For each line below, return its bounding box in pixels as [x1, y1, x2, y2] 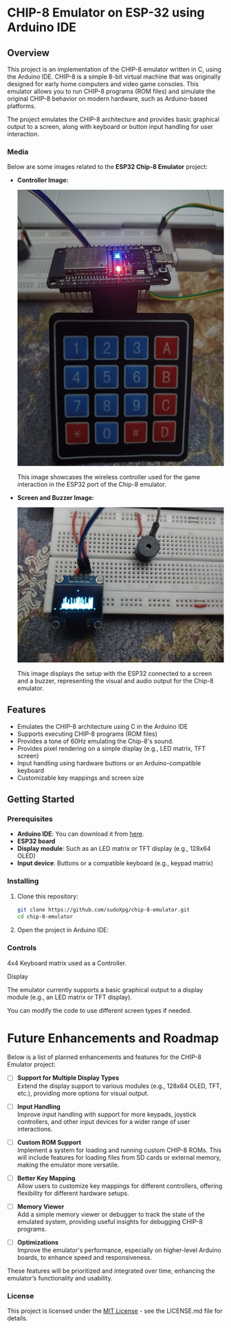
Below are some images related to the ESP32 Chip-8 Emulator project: [7, 163, 208, 171]
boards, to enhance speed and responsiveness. [16, 1253, 153, 1261]
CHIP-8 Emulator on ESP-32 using [7, 5, 205, 21]
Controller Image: [16, 176, 69, 184]
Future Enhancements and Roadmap [7, 1030, 219, 1046]
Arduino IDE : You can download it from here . [16, 829, 144, 838]
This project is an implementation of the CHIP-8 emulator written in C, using [7, 66, 222, 73]
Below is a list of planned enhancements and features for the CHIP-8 [7, 1053, 201, 1061]
